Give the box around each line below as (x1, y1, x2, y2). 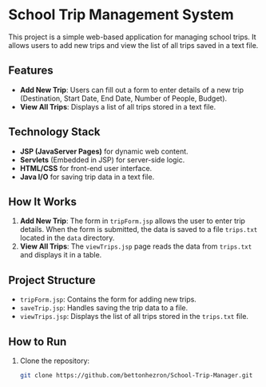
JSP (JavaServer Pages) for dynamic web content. (19, 146, 189, 156)
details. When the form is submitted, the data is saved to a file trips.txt (19, 225, 258, 234)
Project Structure (8, 273, 96, 287)
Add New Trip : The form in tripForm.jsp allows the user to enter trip (19, 216, 246, 225)
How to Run (8, 334, 67, 349)
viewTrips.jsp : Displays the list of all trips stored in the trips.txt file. (19, 312, 249, 321)
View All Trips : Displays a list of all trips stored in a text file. (19, 102, 216, 111)
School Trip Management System (8, 6, 234, 24)
